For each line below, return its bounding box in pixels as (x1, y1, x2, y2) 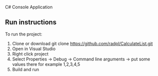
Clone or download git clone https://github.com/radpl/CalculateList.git (12, 40, 153, 46)
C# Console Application (5, 4, 53, 10)
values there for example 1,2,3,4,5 (12, 61, 80, 67)
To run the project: (5, 31, 42, 37)
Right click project (12, 51, 49, 57)
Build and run (12, 66, 39, 72)
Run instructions (5, 18, 57, 26)
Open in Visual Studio (12, 46, 56, 52)
